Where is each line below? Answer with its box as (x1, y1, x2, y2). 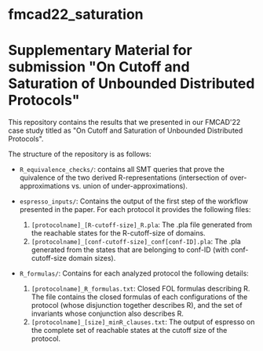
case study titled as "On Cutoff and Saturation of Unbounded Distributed (8, 126, 243, 135)
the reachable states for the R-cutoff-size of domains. (31, 229, 206, 238)
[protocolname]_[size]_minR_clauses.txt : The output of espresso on (31, 317, 255, 327)
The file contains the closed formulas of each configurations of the (31, 292, 248, 302)
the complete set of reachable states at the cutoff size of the (31, 326, 228, 335)
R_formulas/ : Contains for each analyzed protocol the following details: (19, 269, 249, 278)
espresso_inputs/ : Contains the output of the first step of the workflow (19, 196, 249, 206)
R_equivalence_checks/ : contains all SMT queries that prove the (19, 165, 225, 174)
